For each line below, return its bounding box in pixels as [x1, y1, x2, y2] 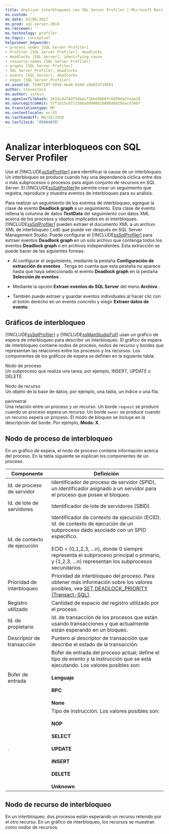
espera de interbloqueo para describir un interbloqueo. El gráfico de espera [5, 337, 162, 343]
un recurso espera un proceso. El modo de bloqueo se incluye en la [5, 414, 145, 421]
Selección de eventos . [12, 274, 61, 280]
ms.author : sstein [5, 92, 44, 97]
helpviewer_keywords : [5, 40, 51, 45]
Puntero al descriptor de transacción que [51, 635, 148, 642]
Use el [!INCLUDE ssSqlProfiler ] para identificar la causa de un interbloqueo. [5, 169, 162, 175]
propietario [8, 623, 34, 630]
